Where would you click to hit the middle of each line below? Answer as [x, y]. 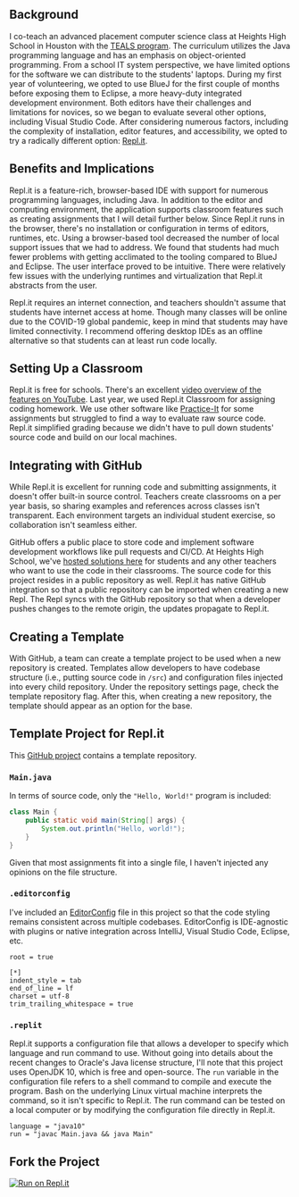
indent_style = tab [46, 980]
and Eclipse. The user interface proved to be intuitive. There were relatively [147, 266]
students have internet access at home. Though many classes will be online [148, 312]
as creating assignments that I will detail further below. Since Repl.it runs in [147, 219]
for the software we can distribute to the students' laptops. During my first [145, 74]
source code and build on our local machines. [93, 438]
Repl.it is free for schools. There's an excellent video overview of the [135, 390]
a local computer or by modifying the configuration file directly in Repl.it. [142, 1110]
